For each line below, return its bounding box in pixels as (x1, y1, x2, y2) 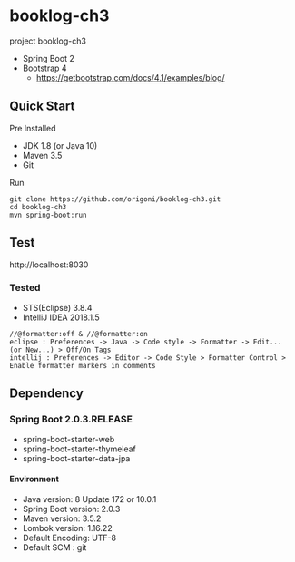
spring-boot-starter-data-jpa (22, 452, 131, 463)
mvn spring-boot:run (9, 210, 88, 219)
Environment (9, 473, 59, 485)
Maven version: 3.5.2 (22, 513, 102, 524)
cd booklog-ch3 (9, 202, 67, 211)
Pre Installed (9, 122, 56, 133)
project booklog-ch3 (9, 35, 86, 46)
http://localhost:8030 (9, 259, 89, 270)
